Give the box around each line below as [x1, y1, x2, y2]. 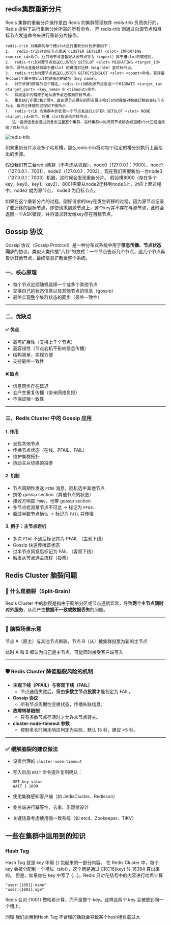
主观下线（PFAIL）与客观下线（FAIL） [12, 682, 93, 688]
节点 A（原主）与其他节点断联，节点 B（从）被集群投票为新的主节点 [5, 638, 148, 644]
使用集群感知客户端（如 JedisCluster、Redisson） [12, 794, 118, 800]
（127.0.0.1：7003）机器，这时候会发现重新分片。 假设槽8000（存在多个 [5, 174, 157, 181]
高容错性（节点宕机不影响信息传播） [12, 345, 89, 351]
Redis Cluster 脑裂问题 [5, 571, 77, 580]
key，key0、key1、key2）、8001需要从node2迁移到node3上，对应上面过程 [5, 181, 162, 187]
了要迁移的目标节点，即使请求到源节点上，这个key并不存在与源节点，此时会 [5, 204, 164, 211]
